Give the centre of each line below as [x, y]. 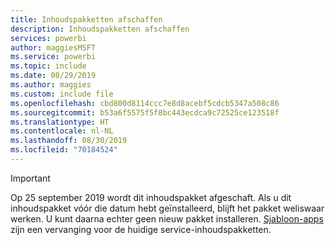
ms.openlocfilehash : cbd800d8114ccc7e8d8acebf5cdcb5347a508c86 [145, 103]
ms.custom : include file [62, 94]
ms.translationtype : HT [60, 122]
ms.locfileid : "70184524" [64, 150]
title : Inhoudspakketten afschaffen [86, 19]
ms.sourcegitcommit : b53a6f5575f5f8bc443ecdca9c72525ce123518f [145, 112]
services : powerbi [48, 38]
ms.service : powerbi [53, 57]
